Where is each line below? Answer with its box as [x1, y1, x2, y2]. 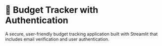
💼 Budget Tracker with [5, 4, 99, 16]
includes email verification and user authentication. [5, 36, 109, 42]
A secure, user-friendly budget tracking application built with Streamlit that [5, 31, 158, 37]
